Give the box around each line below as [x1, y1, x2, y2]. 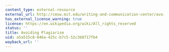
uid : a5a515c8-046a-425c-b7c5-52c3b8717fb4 [5, 35, 98, 40]
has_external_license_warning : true [5, 16, 82, 21]
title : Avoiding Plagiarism [5, 30, 64, 35]
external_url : [5, 12, 35, 17]
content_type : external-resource [5, 7, 75, 12]
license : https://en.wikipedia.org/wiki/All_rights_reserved [5, 21, 136, 26]
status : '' [5, 26, 28, 31]
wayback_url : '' [5, 40, 39, 45]
